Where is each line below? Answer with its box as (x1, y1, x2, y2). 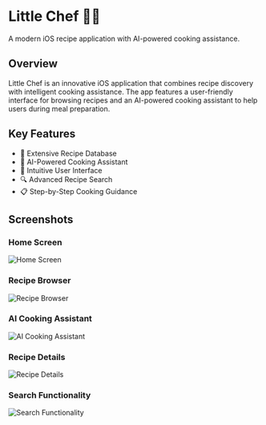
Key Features (8, 127, 76, 141)
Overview (8, 57, 58, 71)
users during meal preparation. (8, 103, 111, 113)
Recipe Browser (8, 275, 71, 286)
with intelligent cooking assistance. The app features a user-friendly (8, 87, 234, 96)
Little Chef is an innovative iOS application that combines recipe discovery (8, 78, 254, 87)
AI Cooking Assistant (8, 313, 92, 324)
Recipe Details (8, 351, 66, 362)
